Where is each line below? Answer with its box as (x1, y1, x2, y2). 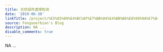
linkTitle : (5, 16, 27, 21)
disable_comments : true (5, 29, 53, 34)
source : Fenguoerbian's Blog (5, 20, 64, 26)
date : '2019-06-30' (5, 12, 45, 16)
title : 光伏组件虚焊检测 (5, 7, 49, 12)
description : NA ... (5, 25, 47, 30)
